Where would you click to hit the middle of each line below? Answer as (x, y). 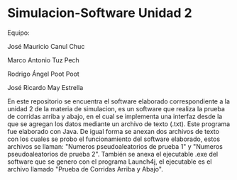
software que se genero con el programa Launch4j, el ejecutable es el (110, 162)
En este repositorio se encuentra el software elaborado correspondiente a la (119, 101)
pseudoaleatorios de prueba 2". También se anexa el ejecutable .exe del (113, 154)
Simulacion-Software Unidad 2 (100, 13)
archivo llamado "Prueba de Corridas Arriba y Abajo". (85, 169)
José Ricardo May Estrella (45, 87)
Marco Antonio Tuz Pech (43, 60)
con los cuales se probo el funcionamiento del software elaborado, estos (114, 139)
